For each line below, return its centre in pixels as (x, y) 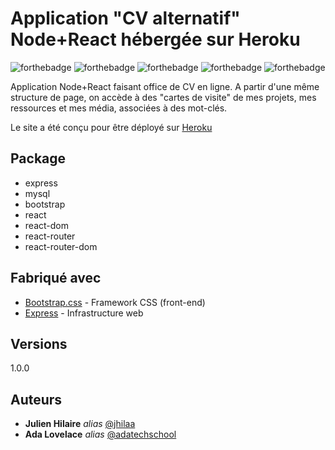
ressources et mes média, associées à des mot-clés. (119, 108)
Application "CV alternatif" (125, 18)
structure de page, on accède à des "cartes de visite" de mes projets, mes (163, 97)
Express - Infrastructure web (84, 313)
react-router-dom (61, 246)
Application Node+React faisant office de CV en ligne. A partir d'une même (165, 86)
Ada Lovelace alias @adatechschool (100, 434)
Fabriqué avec (56, 278)
